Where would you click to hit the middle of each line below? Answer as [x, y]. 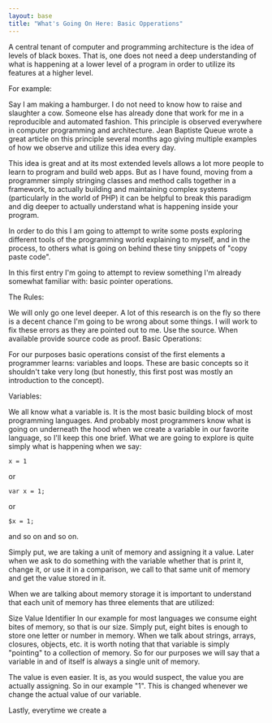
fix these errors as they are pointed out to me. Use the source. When [123, 329]
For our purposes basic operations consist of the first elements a [117, 354]
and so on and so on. [44, 536]
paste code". [30, 256]
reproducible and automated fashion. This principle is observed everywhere [135, 121]
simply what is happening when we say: [75, 446]
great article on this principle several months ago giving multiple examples [133, 138]
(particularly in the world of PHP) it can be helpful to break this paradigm [130, 198]
